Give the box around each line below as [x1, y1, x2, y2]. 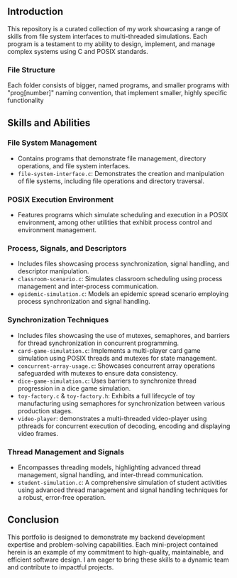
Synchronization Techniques [7, 315, 109, 325]
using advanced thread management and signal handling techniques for [17, 486, 228, 494]
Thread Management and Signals [7, 447, 124, 457]
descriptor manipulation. [17, 267, 89, 276]
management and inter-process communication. [17, 282, 159, 290]
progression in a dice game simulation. [17, 383, 131, 393]
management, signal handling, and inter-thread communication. [17, 470, 204, 479]
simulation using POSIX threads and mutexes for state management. [17, 354, 218, 362]
